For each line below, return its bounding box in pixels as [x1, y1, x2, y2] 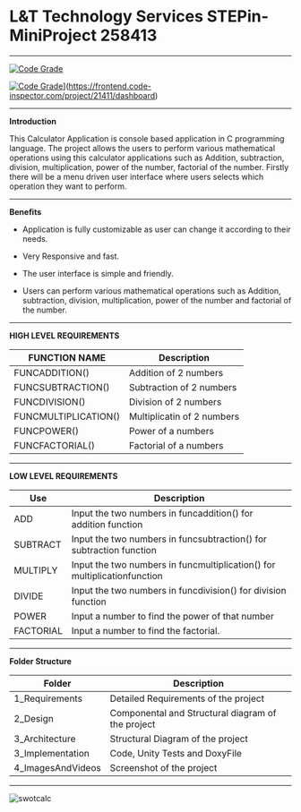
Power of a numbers [128, 424, 215, 437]
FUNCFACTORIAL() [13, 439, 96, 451]
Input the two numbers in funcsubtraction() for [71, 533, 267, 545]
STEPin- [206, 6, 269, 27]
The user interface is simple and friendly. [21, 268, 175, 278]
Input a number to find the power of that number [71, 610, 275, 622]
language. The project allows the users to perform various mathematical [9, 142, 276, 153]
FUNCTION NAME [28, 351, 106, 363]
